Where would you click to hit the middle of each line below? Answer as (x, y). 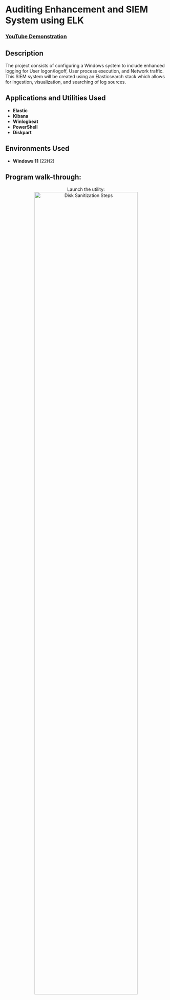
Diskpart (22, 132)
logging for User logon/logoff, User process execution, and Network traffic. (84, 71)
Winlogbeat (25, 121)
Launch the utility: (86, 189)
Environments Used (37, 148)
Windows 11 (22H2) (34, 161)
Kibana (20, 116)
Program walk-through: (44, 177)
